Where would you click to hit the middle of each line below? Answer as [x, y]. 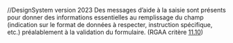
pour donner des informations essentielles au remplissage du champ [105, 17]
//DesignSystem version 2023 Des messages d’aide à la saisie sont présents [116, 10]
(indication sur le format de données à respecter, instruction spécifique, [110, 25]
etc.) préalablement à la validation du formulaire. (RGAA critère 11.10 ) [105, 32]
